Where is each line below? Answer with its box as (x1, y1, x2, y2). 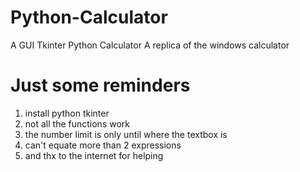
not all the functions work (24, 117, 130, 130)
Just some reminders (10, 74, 191, 97)
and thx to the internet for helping (24, 149, 164, 161)
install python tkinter (24, 107, 110, 119)
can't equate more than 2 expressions (24, 139, 182, 151)
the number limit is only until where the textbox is (24, 128, 228, 140)
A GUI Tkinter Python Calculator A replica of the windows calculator (10, 39, 290, 51)
